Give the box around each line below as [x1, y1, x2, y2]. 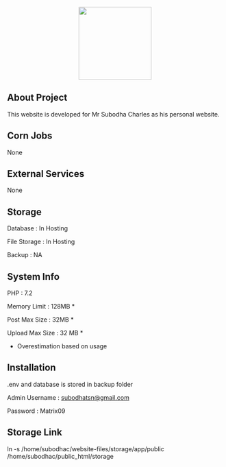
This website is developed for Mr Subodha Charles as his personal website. [7, 110, 220, 118]
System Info [7, 271, 60, 283]
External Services [7, 168, 84, 180]
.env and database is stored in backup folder [7, 380, 134, 388]
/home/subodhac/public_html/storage [7, 452, 114, 460]
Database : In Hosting [7, 224, 68, 232]
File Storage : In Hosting [7, 237, 75, 246]
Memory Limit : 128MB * [7, 302, 75, 311]
